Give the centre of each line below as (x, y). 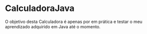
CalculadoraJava (40, 8)
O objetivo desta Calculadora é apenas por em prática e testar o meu (74, 22)
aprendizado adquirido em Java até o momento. (53, 26)
